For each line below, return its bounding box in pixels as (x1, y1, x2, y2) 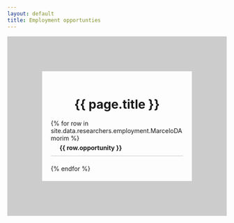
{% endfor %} (51, 164, 91, 173)
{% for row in (51, 119, 89, 128)
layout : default (7, 10, 54, 17)
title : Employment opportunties (7, 17, 101, 24)
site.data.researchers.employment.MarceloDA (51, 127, 182, 135)
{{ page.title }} (74, 96, 160, 112)
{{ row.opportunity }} (59, 144, 123, 152)
